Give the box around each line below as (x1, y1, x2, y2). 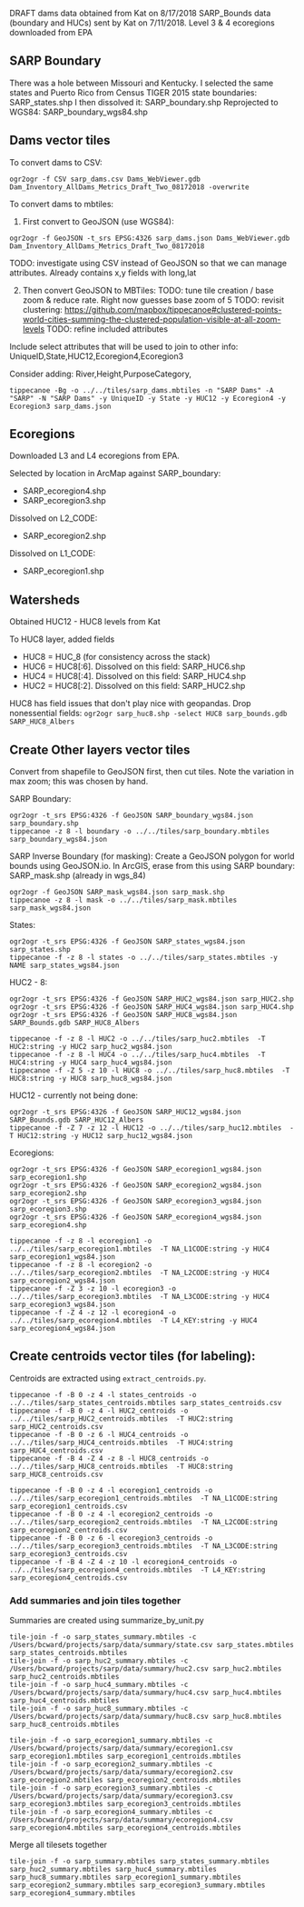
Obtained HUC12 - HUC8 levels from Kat (9, 616, 161, 627)
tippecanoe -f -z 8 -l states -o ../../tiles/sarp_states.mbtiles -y (9, 954, 279, 963)
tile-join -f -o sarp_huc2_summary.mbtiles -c (9, 1656, 189, 1666)
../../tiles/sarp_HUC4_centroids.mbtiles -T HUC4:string (9, 1438, 233, 1447)
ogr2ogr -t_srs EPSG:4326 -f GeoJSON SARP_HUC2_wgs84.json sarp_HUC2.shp (9, 994, 295, 1003)
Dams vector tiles (9, 133, 111, 148)
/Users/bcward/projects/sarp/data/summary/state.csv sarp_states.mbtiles (9, 1641, 295, 1650)
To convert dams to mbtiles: (9, 198, 114, 209)
